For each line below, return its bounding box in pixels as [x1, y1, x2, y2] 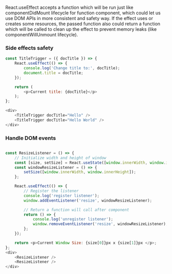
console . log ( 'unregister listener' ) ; [32, 217, 114, 222]
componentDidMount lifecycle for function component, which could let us [5, 10, 161, 16]
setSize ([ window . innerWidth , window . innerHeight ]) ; [24, 169, 137, 175]
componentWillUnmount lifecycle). [5, 32, 78, 37]
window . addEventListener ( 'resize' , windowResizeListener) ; [24, 198, 153, 203]
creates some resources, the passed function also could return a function [5, 21, 160, 27]
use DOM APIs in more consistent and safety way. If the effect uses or [5, 15, 154, 21]
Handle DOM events [5, 134, 56, 142]
